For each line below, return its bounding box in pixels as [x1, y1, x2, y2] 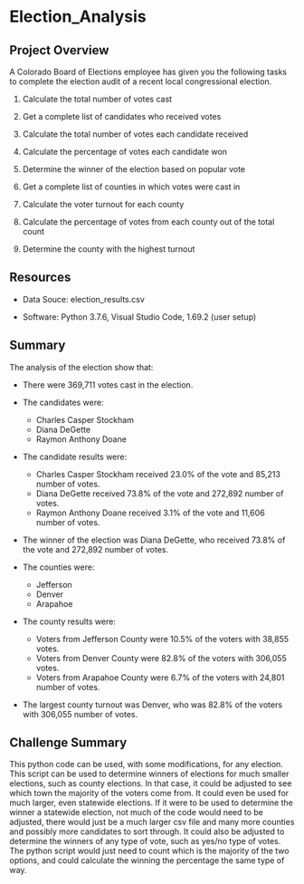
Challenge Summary [9, 735, 128, 751]
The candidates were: [22, 397, 104, 408]
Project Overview [9, 43, 109, 58]
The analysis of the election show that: [9, 361, 154, 372]
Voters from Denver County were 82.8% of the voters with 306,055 [35, 652, 287, 663]
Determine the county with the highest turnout [22, 244, 195, 255]
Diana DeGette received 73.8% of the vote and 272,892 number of [35, 487, 284, 499]
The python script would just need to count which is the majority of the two [9, 845, 290, 857]
